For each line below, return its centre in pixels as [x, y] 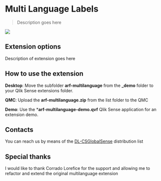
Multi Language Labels [52, 9]
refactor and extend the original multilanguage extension [62, 174]
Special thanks [28, 156]
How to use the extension [44, 74]
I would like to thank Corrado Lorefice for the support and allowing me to [78, 168]
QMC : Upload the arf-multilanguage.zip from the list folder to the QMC [77, 100]
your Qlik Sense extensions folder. [39, 90]
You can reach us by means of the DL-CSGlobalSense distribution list [74, 141]
